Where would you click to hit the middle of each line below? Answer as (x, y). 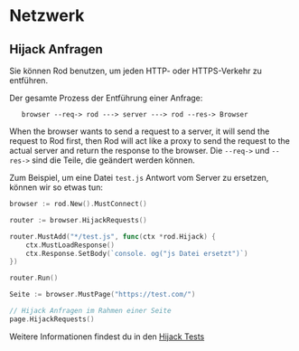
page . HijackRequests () (52, 319)
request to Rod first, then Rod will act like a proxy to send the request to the (150, 141)
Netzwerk (47, 16)
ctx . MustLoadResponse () (70, 245)
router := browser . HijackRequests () (78, 220)
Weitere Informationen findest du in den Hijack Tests (107, 337)
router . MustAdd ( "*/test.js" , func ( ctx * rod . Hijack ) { (113, 236)
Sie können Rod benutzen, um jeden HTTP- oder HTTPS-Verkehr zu (135, 71)
